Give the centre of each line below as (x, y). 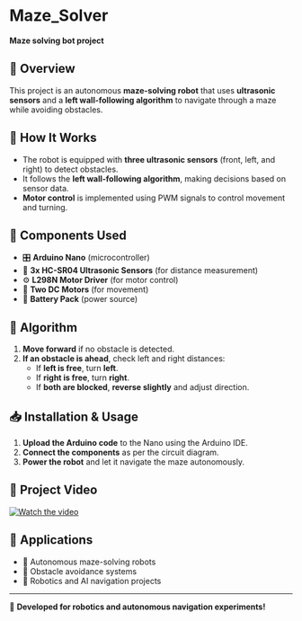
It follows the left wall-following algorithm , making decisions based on (154, 178)
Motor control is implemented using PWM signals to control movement (154, 198)
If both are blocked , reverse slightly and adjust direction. (142, 387)
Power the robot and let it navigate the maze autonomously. (133, 462)
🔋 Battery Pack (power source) (80, 299)
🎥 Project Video (53, 490)
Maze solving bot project (57, 40)
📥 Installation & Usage (74, 417)
